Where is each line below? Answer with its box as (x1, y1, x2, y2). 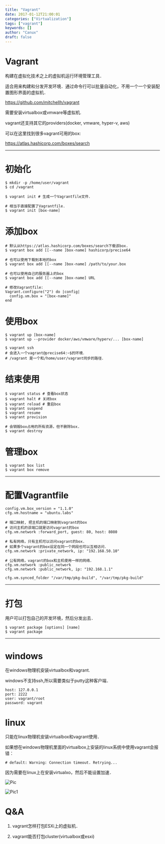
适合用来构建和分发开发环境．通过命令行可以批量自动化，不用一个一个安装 (5, 83, 156, 89)
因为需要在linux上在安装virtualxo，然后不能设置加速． (5, 770, 114, 776)
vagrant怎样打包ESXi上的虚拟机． (12, 823, 81, 829)
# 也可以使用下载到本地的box (5, 257, 56, 262)
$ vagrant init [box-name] (5, 208, 60, 213)
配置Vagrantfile (5, 490, 69, 501)
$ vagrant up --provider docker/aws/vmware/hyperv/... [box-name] (5, 337, 144, 341)
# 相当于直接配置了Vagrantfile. (5, 203, 65, 208)
